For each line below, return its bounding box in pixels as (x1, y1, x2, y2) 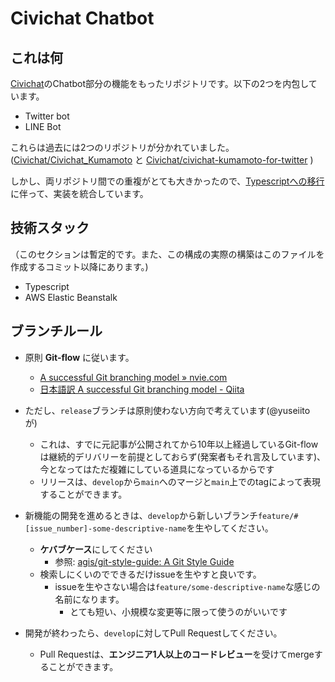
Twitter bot (24, 110, 70, 122)
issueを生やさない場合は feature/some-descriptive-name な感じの (54, 580, 321, 592)
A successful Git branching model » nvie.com (39, 371, 228, 383)
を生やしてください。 (186, 522, 274, 534)
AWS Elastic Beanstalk (24, 291, 118, 303)
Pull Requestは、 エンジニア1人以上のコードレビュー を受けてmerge (39, 648, 315, 660)
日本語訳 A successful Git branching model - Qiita (39, 383, 245, 395)
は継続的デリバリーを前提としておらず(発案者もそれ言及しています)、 (39, 450, 326, 462)
